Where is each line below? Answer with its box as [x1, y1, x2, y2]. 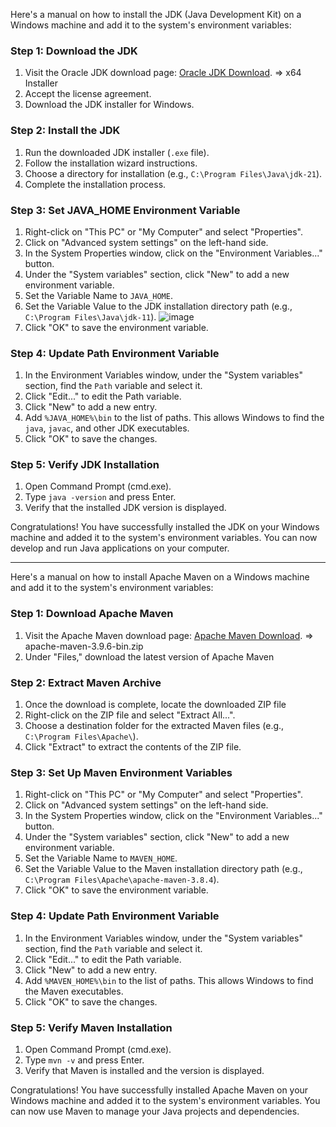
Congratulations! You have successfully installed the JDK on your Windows [10, 521, 320, 533]
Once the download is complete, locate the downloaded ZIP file [24, 699, 287, 711]
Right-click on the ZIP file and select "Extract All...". [24, 709, 236, 721]
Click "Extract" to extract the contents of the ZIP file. [24, 741, 242, 753]
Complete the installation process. [24, 178, 167, 190]
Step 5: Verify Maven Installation [10, 1020, 173, 1034]
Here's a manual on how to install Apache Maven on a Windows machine [10, 571, 310, 583]
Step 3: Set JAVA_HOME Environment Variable [10, 203, 241, 217]
